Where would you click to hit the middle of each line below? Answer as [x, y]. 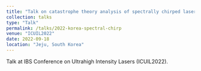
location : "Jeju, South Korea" [45, 45]
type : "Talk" [22, 22]
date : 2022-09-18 [28, 39]
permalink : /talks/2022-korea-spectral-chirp [64, 28]
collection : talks [29, 17]
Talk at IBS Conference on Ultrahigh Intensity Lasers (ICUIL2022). [87, 61]
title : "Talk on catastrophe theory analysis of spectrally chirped [93, 12]
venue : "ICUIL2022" [31, 34]
